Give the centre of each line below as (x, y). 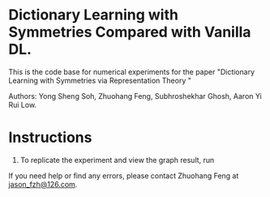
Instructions (50, 137)
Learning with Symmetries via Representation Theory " (100, 80)
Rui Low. (23, 105)
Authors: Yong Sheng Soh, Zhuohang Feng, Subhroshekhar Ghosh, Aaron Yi (135, 96)
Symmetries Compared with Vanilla (130, 32)
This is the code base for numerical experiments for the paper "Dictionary (132, 71)
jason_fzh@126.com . (43, 184)
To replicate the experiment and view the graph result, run (117, 160)
